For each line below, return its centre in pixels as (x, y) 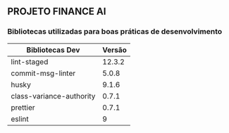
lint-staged (30, 61)
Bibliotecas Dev (53, 50)
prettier (23, 107)
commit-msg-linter (43, 73)
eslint (20, 119)
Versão (114, 50)
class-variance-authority (53, 96)
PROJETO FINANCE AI (57, 12)
